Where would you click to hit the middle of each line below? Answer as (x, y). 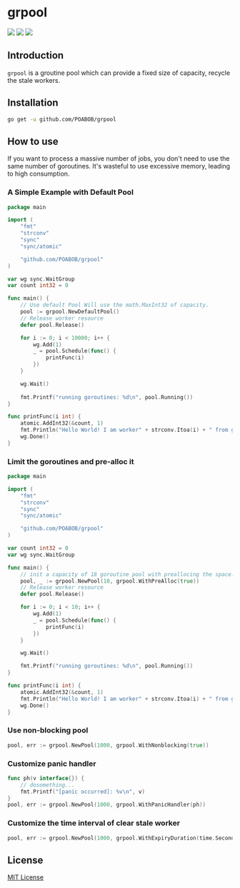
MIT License (26, 877)
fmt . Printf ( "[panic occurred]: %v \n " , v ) (82, 792)
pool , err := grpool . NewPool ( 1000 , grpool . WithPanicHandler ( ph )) (107, 805)
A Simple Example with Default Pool (71, 192)
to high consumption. (39, 174)
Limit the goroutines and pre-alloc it (71, 461)
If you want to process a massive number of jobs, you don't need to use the (119, 158)
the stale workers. (34, 80)
